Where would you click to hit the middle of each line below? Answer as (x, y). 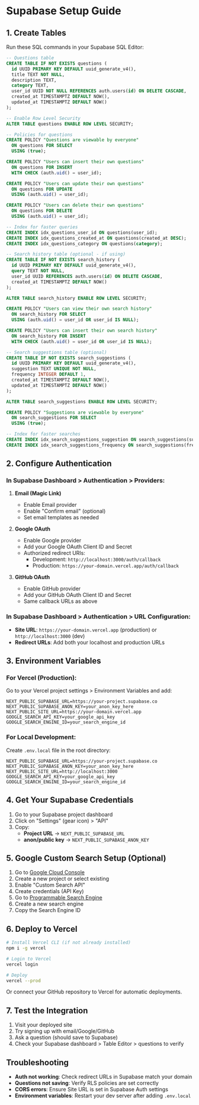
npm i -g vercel (26, 948)
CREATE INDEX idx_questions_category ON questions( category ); (84, 244)
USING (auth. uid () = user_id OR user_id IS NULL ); (75, 320)
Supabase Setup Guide (64, 11)
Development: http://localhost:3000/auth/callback (97, 560)
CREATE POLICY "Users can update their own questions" (75, 183)
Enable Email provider (50, 505)
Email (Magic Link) (38, 493)
